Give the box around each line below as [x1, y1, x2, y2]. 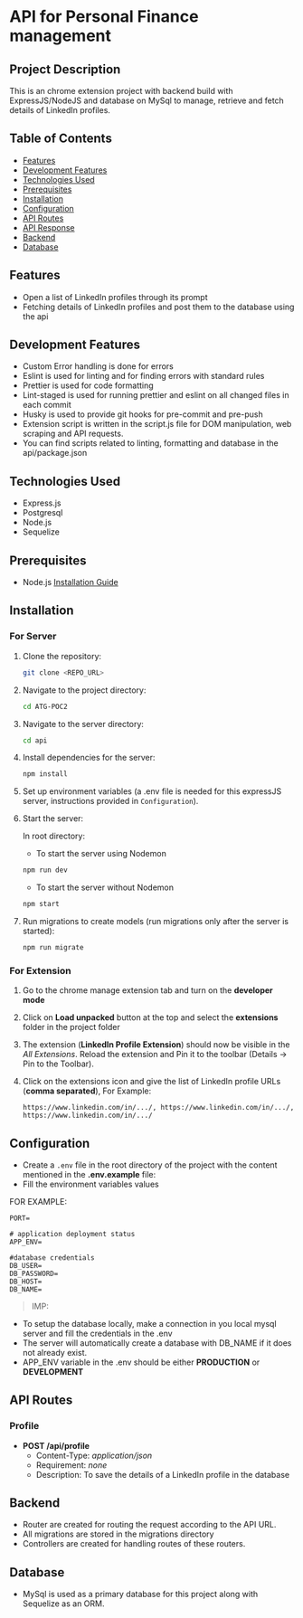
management [9, 25, 111, 46]
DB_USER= [9, 1261, 43, 1270]
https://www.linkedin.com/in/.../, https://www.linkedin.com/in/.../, [22, 1103, 295, 1112]
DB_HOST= [9, 1277, 43, 1286]
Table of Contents [9, 131, 113, 147]
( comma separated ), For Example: [22, 1085, 152, 1096]
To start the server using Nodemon [35, 848, 167, 859]
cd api [22, 735, 48, 745]
